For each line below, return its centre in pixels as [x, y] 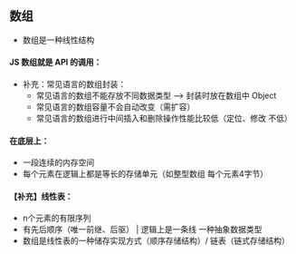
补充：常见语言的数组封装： [74, 84]
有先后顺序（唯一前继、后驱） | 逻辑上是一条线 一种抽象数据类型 [142, 230]
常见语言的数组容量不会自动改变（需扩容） [115, 107]
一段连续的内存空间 [58, 162]
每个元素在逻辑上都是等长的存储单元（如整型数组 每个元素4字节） [145, 174]
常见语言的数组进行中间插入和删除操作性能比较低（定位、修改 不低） [164, 118]
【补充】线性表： [41, 196]
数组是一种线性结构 [58, 40]
